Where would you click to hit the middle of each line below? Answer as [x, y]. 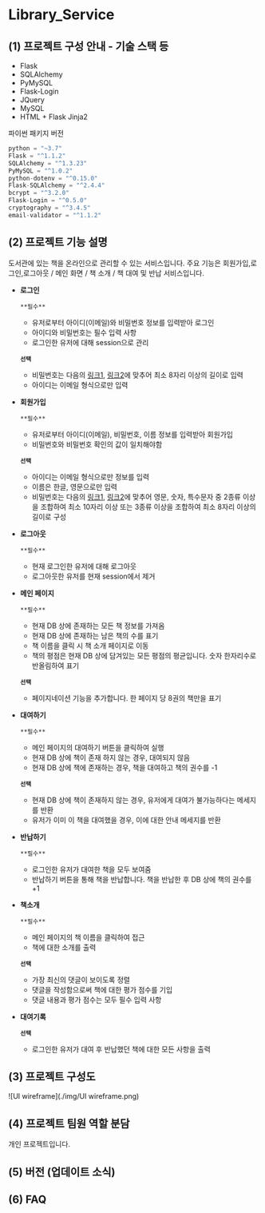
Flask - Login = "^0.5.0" [48, 201]
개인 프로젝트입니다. [39, 1144]
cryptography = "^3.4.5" [49, 208]
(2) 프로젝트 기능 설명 [58, 243]
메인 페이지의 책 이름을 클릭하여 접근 [88, 937]
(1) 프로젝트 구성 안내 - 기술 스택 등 [89, 46]
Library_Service [61, 15]
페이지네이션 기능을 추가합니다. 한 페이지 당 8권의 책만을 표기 [127, 698]
